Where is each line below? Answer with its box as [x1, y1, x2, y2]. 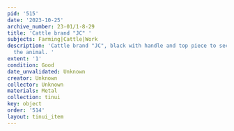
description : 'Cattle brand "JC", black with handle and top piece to [7, 42, 217, 49]
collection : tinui [7, 94, 61, 101]
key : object [7, 101, 42, 107]
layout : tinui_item [7, 113, 64, 120]
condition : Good [7, 62, 54, 69]
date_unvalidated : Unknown [7, 68, 86, 75]
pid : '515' [7, 10, 39, 17]
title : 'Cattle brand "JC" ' [7, 29, 92, 37]
